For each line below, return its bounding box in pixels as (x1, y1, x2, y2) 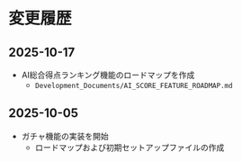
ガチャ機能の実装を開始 (21, 130, 109, 141)
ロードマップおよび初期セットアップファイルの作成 (34, 141, 225, 153)
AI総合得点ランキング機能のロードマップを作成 (21, 69, 195, 80)
